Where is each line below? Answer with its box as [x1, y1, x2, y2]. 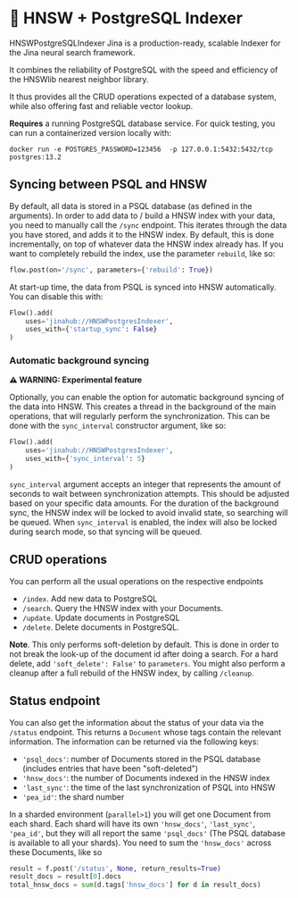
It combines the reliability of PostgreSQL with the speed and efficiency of [9, 64, 278, 75]
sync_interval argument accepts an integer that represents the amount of [9, 478, 281, 490]
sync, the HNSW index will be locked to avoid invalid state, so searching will [9, 507, 288, 517]
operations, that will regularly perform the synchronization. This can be [9, 411, 270, 422]
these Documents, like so [9, 846, 103, 857]
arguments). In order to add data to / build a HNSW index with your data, [9, 210, 276, 221]
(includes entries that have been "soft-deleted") [21, 763, 199, 774]
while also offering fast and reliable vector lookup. [9, 100, 194, 111]
